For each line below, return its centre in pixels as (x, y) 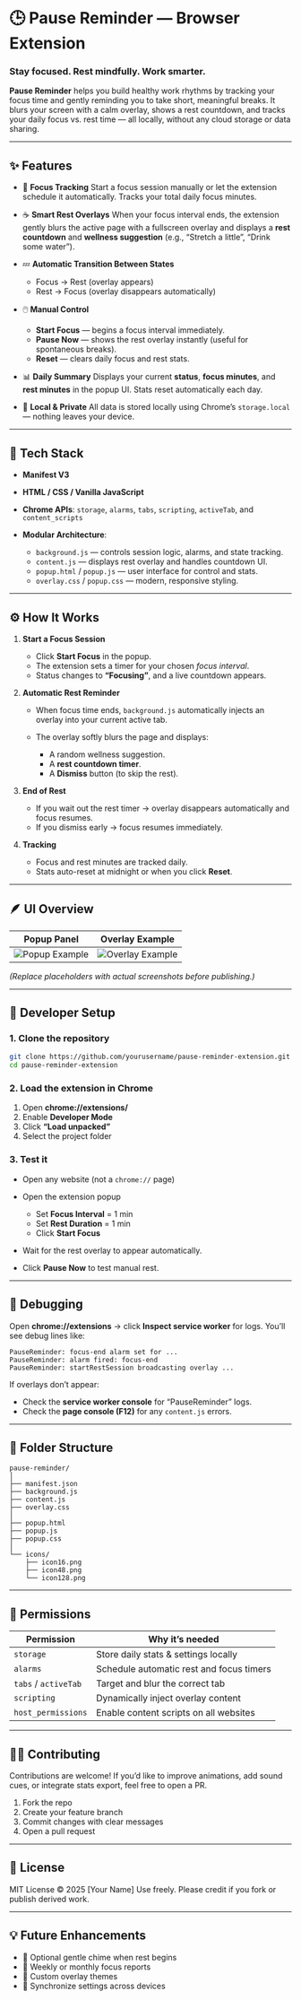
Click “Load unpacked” (66, 1126)
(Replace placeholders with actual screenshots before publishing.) (132, 976)
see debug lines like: (47, 1335)
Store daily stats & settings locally (167, 1655)
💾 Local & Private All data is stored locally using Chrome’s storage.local (156, 407)
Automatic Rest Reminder (71, 692)
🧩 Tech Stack (47, 453)
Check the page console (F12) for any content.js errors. (127, 1411)
